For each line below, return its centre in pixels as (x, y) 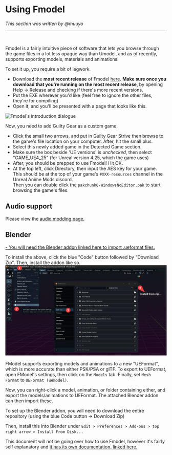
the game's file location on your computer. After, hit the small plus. (83, 141)
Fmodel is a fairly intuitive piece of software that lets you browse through (82, 48)
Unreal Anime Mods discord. (43, 179)
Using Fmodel (35, 9)
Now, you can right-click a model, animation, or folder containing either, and (85, 390)
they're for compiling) (36, 100)
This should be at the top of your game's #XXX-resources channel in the (88, 174)
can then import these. (29, 401)
